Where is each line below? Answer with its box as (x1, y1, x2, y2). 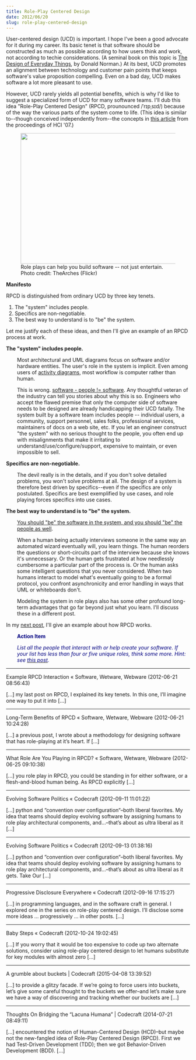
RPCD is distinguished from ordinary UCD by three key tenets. (6, 292, 155, 299)
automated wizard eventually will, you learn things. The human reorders (17, 543, 190, 550)
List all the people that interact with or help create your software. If (17, 644, 178, 651)
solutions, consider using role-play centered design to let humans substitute (6, 947, 189, 955)
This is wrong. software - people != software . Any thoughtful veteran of (17, 387, 188, 394)
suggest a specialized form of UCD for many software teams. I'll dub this (6, 97, 181, 104)
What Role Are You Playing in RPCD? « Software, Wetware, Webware (6, 755, 171, 762)
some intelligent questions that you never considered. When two (17, 567, 172, 575)
